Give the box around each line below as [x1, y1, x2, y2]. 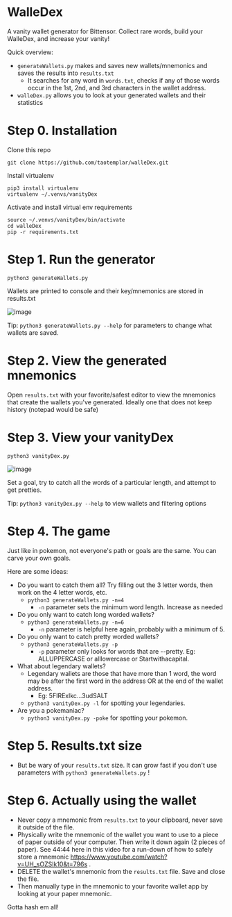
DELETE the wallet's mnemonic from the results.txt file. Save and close [17, 867, 226, 875]
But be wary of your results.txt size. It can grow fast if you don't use [17, 761, 217, 769]
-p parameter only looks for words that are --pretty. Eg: [37, 647, 196, 655]
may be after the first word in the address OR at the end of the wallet [27, 677, 224, 685]
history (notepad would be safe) [7, 405, 99, 413]
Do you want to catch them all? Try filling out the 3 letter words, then [17, 581, 213, 589]
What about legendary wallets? [17, 661, 106, 670]
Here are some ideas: [7, 567, 69, 575]
